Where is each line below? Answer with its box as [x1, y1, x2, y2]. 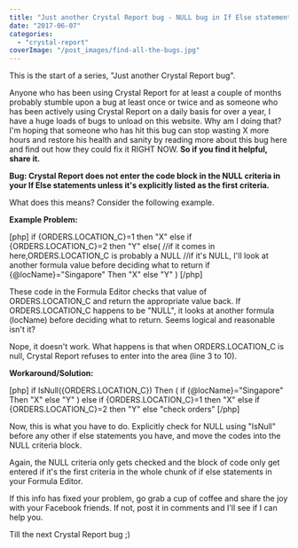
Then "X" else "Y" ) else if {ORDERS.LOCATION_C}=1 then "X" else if [9, 395, 260, 405]
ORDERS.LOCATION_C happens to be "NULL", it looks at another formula [9, 305, 275, 316]
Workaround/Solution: [9, 368, 94, 379]
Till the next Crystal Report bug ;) [9, 529, 131, 540]
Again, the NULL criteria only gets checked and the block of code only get [9, 458, 280, 468]
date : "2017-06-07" [9, 21, 82, 30]
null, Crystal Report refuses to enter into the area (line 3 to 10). [9, 351, 238, 362]
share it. [9, 153, 41, 164]
